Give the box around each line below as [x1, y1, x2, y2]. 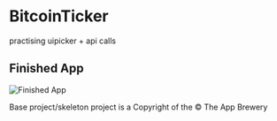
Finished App [9, 61, 84, 76]
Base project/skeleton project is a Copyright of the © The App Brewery [9, 102, 268, 112]
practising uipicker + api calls [9, 35, 117, 46]
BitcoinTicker [9, 6, 109, 26]
